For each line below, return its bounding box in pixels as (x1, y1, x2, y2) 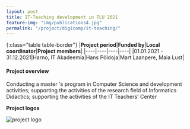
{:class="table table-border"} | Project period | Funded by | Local (6, 41, 160, 49)
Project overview (6, 67, 49, 75)
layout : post (6, 8, 39, 15)
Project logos (6, 105, 40, 112)
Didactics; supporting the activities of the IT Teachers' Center (6, 93, 157, 101)
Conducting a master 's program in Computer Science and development (6, 80, 182, 88)
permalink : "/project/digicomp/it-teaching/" (6, 25, 121, 31)
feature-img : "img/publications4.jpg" (6, 20, 102, 25)
